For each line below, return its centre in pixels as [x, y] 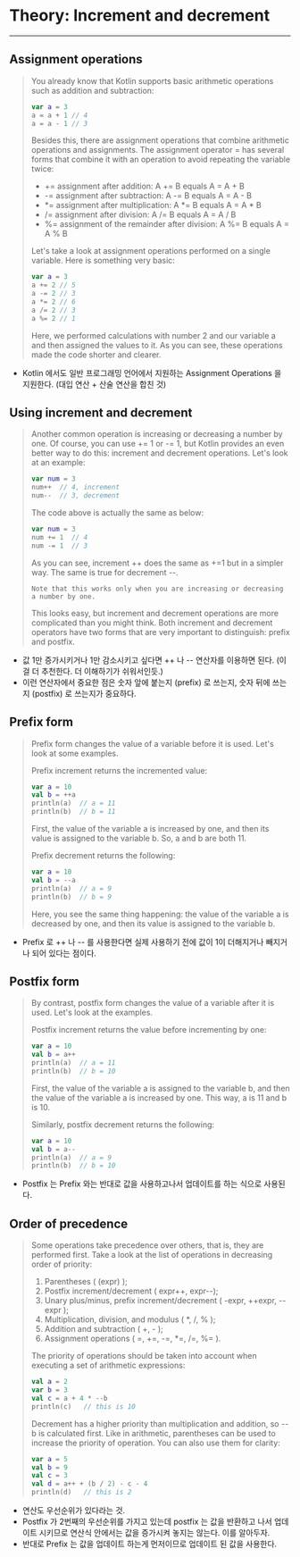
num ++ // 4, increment [75, 488]
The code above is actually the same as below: [117, 513]
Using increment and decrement [101, 413]
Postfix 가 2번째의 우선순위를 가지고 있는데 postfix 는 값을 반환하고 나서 [147, 1521]
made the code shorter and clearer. [96, 355]
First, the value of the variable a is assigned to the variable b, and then [160, 1088]
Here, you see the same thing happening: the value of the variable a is [160, 914]
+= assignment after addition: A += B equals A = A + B [145, 186]
